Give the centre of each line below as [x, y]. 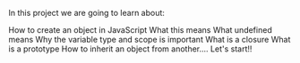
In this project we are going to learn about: [86, 13]
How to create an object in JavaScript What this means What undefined [140, 30]
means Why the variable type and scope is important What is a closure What [150, 39]
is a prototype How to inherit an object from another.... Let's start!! [130, 49]
